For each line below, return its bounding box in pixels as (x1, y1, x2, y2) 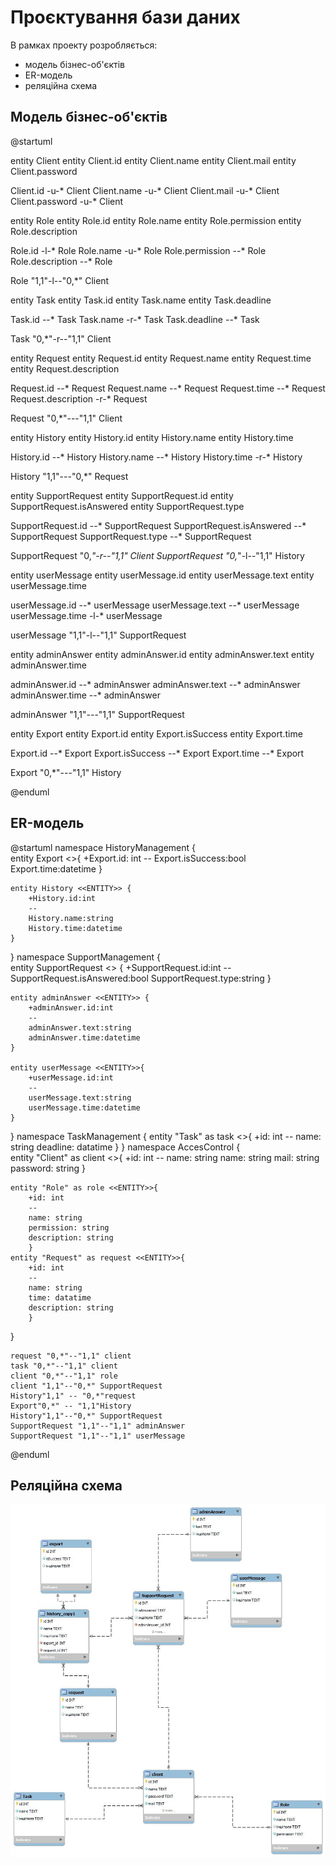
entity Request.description (10, 362, 120, 375)
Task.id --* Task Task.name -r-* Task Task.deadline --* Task (10, 313, 260, 325)
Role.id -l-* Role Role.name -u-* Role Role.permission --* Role (10, 244, 267, 256)
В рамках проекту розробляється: (10, 39, 158, 51)
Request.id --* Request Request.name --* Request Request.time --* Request (10, 382, 326, 394)
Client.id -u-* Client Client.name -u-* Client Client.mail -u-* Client (10, 184, 280, 196)
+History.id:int (28, 893, 97, 903)
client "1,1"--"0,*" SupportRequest (10, 1381, 163, 1391)
